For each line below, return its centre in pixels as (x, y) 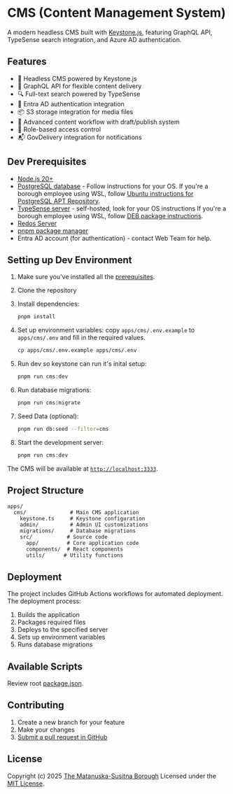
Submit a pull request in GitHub (62, 737)
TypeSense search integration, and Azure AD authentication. (94, 39)
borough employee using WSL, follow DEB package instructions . (110, 215)
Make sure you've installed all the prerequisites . (86, 277)
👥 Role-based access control (59, 129)
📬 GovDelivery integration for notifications (79, 137)
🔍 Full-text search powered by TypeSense (79, 94)
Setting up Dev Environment (70, 260)
